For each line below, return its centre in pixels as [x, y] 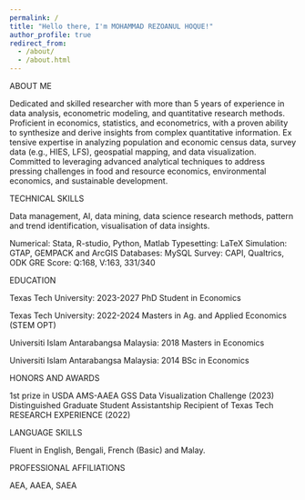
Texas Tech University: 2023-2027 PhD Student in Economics [125, 298]
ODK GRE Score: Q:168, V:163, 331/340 [82, 263]
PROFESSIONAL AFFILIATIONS [67, 468]
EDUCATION [33, 280]
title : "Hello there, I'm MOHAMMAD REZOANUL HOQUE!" [112, 26]
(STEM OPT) [33, 325]
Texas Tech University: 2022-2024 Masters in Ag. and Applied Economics [148, 315]
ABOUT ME [30, 86]
